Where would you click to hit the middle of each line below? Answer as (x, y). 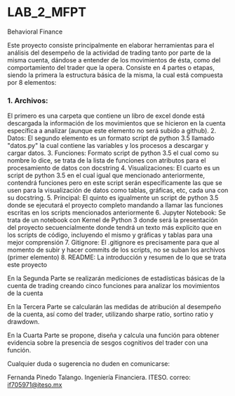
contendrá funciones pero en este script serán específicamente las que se (115, 183)
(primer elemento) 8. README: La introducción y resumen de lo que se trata (117, 257)
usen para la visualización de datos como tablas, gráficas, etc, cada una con (118, 191)
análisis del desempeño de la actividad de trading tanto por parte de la (109, 53)
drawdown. (23, 322)
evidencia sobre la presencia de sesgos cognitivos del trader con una (108, 343)
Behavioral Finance (35, 32)
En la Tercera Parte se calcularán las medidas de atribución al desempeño (114, 307)
